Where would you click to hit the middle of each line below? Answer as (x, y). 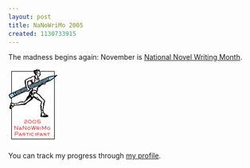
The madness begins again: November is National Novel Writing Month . (125, 57)
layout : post (30, 17)
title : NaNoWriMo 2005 (46, 25)
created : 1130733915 (43, 33)
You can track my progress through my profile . (85, 156)
